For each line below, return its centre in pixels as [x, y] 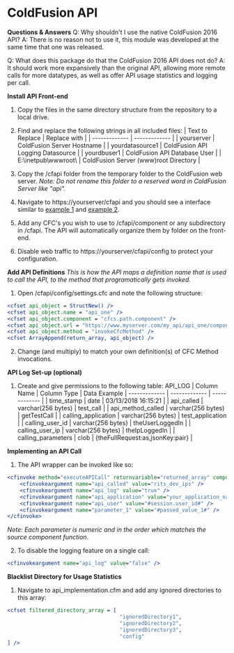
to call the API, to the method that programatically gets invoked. [99, 279]
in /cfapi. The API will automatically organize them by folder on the [112, 230]
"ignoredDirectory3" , [151, 630]
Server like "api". [41, 188]
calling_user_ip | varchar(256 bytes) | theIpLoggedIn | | [96, 431]
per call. [19, 82]
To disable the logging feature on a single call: [83, 551]
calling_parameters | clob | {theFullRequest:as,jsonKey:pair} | [105, 438]
